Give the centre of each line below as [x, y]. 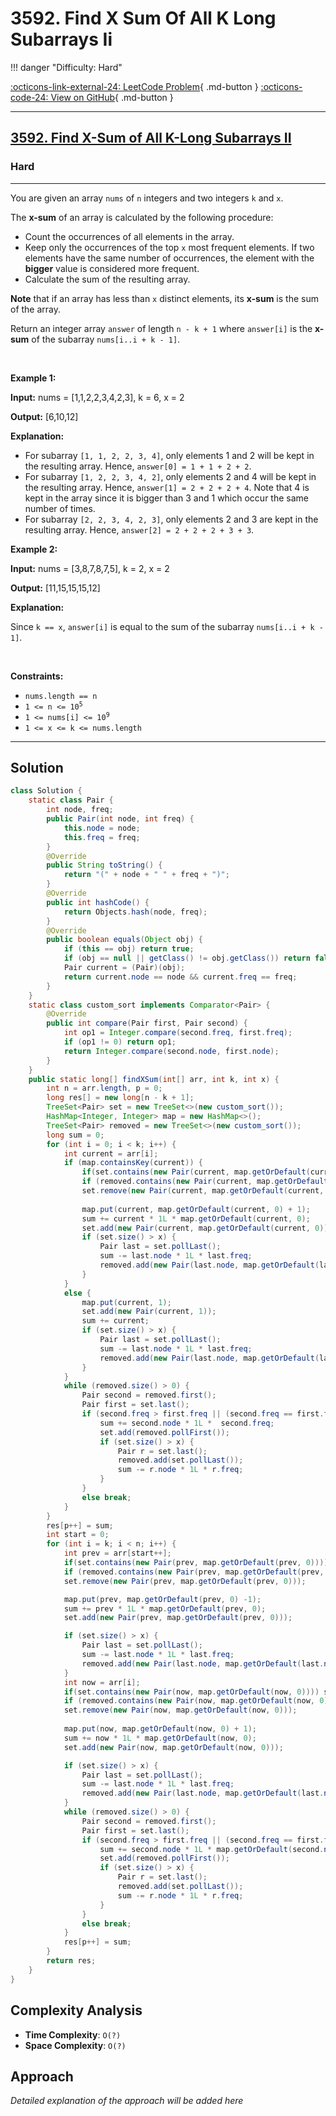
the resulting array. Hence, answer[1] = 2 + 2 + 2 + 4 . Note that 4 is [167, 487]
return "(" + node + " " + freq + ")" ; [146, 875]
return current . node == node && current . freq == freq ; [180, 977]
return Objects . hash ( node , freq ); [135, 912]
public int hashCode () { [98, 902]
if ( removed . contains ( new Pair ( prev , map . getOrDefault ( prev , [194, 1572]
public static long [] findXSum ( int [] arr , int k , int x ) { [154, 1079]
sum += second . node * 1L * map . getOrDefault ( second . [212, 1849]
